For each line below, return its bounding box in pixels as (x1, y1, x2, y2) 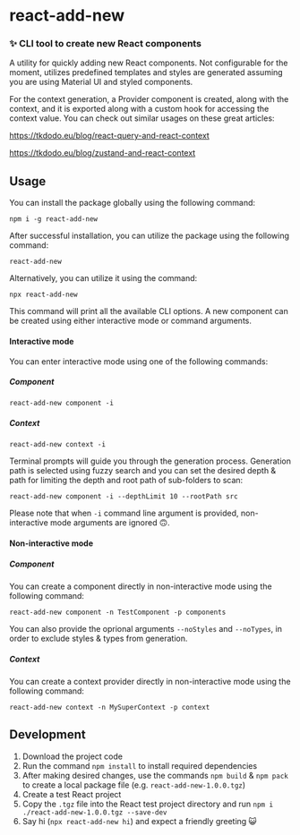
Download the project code (21, 751, 124, 762)
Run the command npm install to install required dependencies (21, 760, 258, 771)
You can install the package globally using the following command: (9, 198, 256, 209)
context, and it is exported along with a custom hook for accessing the (9, 104, 270, 115)
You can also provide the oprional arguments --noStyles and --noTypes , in (9, 624, 282, 634)
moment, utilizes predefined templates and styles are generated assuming (9, 67, 284, 78)
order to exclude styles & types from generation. (9, 633, 188, 643)
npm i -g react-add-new (9, 215, 99, 224)
